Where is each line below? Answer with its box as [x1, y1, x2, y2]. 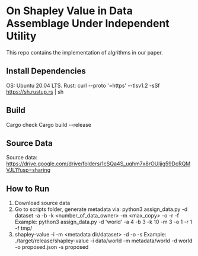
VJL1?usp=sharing [6, 167, 51, 174]
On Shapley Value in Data [6, 4, 133, 18]
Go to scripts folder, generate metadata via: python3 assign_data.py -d [14, 206, 188, 213]
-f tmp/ [14, 225, 33, 232]
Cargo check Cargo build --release [6, 121, 92, 128]
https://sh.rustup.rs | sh [6, 88, 64, 95]
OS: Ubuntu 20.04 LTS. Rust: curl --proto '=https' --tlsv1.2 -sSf [6, 82, 160, 89]
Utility [6, 30, 37, 43]
